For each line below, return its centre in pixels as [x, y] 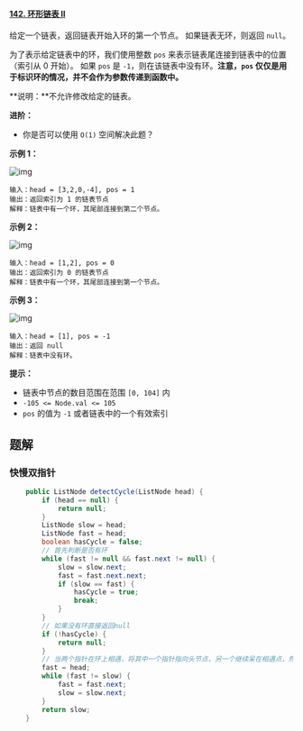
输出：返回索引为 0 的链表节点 [60, 273]
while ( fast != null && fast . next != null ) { [129, 559]
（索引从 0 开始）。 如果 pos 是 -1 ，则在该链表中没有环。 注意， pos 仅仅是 [144, 66]
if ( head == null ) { [80, 500]
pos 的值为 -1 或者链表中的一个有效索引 [95, 414]
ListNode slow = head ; [84, 525]
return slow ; [66, 709]
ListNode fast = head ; [84, 534]
